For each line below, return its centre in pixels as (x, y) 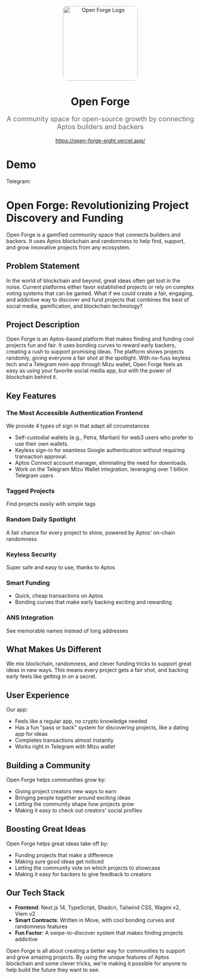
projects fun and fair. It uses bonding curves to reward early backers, (91, 345)
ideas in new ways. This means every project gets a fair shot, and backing (97, 670)
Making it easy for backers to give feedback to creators (83, 874)
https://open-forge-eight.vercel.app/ (100, 140)
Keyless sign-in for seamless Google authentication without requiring (100, 450)
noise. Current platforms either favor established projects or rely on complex (100, 287)
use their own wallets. (42, 444)
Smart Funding (28, 582)
